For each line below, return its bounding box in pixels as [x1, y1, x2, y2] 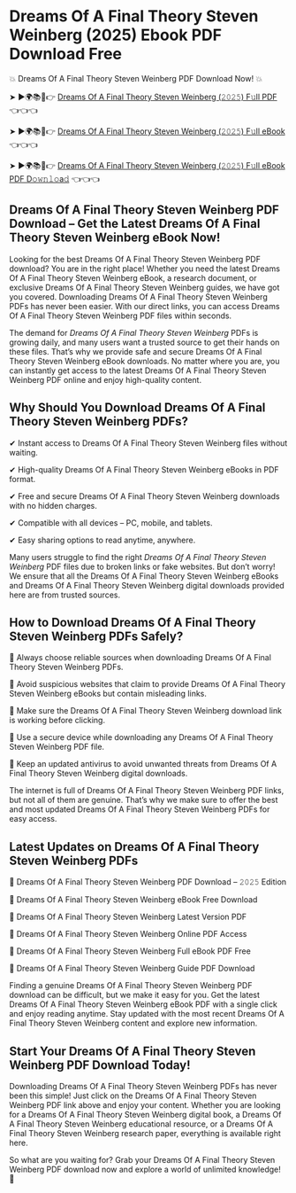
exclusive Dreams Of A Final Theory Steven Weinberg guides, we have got [9, 282, 280, 292]
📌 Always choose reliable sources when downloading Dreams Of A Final [9, 652, 272, 663]
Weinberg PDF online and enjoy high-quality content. [9, 374, 201, 385]
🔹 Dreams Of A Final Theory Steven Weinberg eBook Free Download [9, 894, 258, 905]
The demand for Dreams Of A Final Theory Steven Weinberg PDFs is [9, 327, 259, 338]
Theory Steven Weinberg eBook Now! [9, 230, 221, 246]
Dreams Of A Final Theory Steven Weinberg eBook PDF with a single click [9, 999, 278, 1010]
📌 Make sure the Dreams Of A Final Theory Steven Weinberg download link [9, 706, 283, 716]
